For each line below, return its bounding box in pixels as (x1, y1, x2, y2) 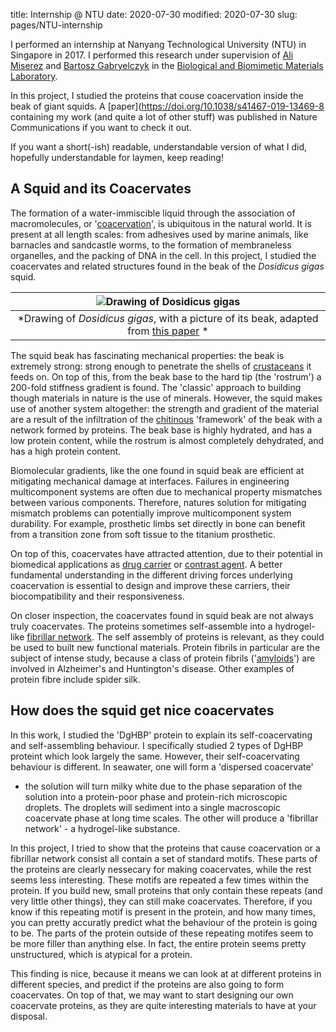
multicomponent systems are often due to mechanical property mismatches (10, 485, 323, 498)
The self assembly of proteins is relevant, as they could (96, 630, 325, 643)
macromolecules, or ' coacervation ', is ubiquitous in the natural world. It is (10, 217, 312, 229)
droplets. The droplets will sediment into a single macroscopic (24, 801, 282, 813)
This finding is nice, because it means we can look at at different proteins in (10, 967, 322, 979)
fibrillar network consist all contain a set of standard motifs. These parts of (10, 852, 318, 864)
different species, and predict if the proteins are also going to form (10, 978, 285, 990)
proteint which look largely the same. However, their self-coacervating (10, 750, 300, 762)
